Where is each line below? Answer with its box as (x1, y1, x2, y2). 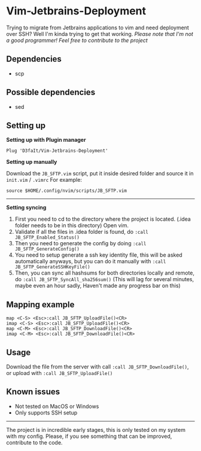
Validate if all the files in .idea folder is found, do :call (14, 228, 148, 236)
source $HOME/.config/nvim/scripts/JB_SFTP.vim (6, 188, 127, 194)
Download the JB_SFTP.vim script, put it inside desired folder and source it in (6, 170, 194, 177)
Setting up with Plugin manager (6, 136, 86, 144)
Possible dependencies (6, 87, 96, 97)
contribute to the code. (6, 438, 63, 446)
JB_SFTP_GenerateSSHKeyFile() (14, 264, 91, 270)
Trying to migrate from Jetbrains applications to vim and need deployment (6, 24, 190, 31)
